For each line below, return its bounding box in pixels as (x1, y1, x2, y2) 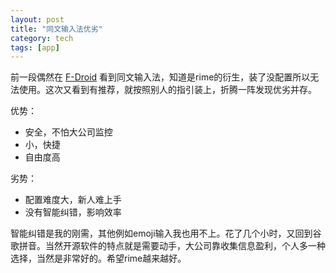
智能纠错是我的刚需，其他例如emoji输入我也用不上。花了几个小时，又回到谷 (10, 227, 322, 240)
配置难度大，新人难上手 (24, 194, 122, 206)
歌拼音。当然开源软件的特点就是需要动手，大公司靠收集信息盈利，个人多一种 (10, 240, 326, 252)
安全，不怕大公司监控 (24, 126, 113, 138)
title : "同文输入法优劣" (10, 24, 103, 34)
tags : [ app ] (10, 42, 60, 53)
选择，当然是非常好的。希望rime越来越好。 (10, 252, 187, 265)
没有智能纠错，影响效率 (24, 206, 122, 218)
